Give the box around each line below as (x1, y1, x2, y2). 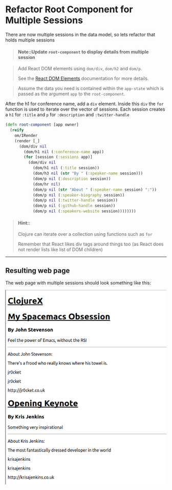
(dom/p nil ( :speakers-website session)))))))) (32, 209, 137, 214)
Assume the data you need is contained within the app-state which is (17, 86, 164, 92)
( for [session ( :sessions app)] (24, 155, 93, 160)
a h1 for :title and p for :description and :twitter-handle (5, 112, 130, 118)
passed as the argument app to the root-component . (17, 91, 125, 97)
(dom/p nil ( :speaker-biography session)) (32, 192, 125, 198)
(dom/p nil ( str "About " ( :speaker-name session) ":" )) (32, 187, 157, 192)
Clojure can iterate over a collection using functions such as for (17, 231, 153, 237)
